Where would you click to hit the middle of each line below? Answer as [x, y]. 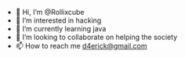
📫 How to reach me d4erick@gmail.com [81, 46]
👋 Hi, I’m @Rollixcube [50, 12]
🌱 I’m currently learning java [61, 29]
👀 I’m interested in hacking [58, 20]
